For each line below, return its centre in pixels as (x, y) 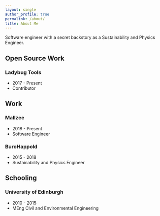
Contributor (24, 88)
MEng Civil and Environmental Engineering (55, 208)
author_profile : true (27, 14)
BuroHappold (21, 146)
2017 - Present (27, 83)
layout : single (21, 10)
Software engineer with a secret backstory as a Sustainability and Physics (80, 37)
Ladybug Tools (23, 72)
